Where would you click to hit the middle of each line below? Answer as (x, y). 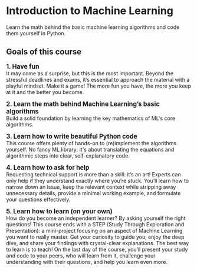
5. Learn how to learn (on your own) (60, 211)
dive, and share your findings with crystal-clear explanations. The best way (98, 243)
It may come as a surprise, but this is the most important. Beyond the (90, 73)
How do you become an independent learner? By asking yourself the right (96, 218)
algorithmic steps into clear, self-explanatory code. (68, 155)
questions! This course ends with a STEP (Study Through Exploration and (95, 224)
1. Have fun (23, 66)
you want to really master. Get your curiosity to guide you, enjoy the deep (95, 237)
